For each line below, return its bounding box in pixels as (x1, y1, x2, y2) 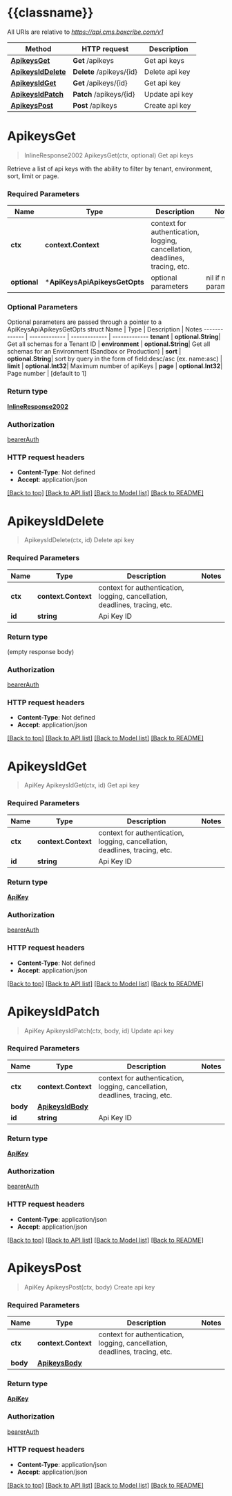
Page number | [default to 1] (7, 370, 87, 378)
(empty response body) (7, 647, 75, 655)
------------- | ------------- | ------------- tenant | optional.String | (29, 333, 221, 341)
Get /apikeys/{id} (72, 78, 128, 88)
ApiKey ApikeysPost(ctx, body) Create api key (23, 1283, 155, 1291)
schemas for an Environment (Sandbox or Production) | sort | (7, 347, 182, 356)
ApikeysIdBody (37, 1102, 88, 1111)
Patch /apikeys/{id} (72, 89, 135, 99)
